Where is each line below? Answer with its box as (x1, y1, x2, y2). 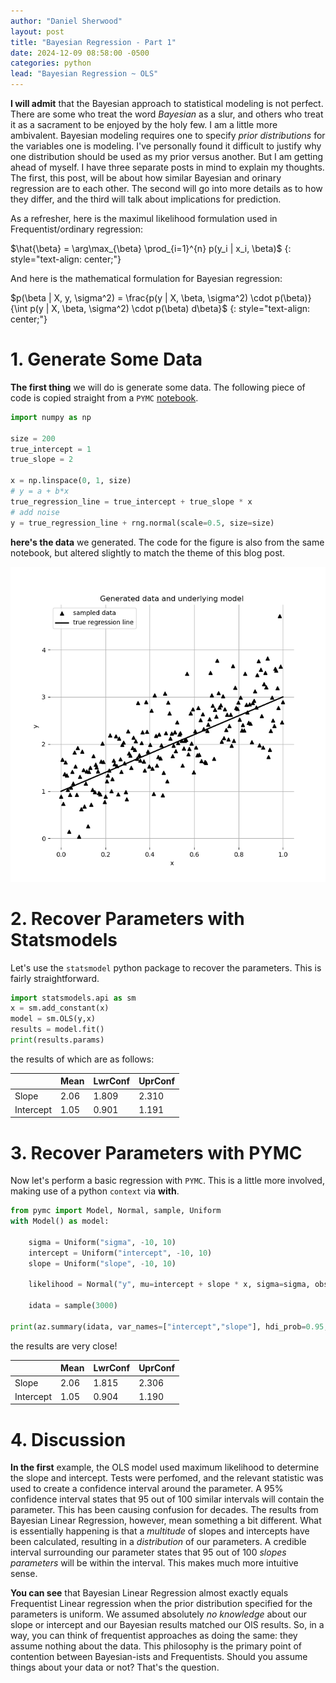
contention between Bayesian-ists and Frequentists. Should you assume (10, 1651, 308, 1663)
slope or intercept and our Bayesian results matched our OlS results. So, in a (10, 1619, 325, 1631)
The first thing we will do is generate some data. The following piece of (10, 381, 306, 393)
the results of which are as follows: (10, 1053, 155, 1065)
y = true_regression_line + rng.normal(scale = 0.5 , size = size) (10, 518, 275, 528)
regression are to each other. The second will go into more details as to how (10, 183, 323, 194)
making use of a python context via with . (10, 1185, 180, 1197)
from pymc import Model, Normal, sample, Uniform (10, 1206, 222, 1216)
